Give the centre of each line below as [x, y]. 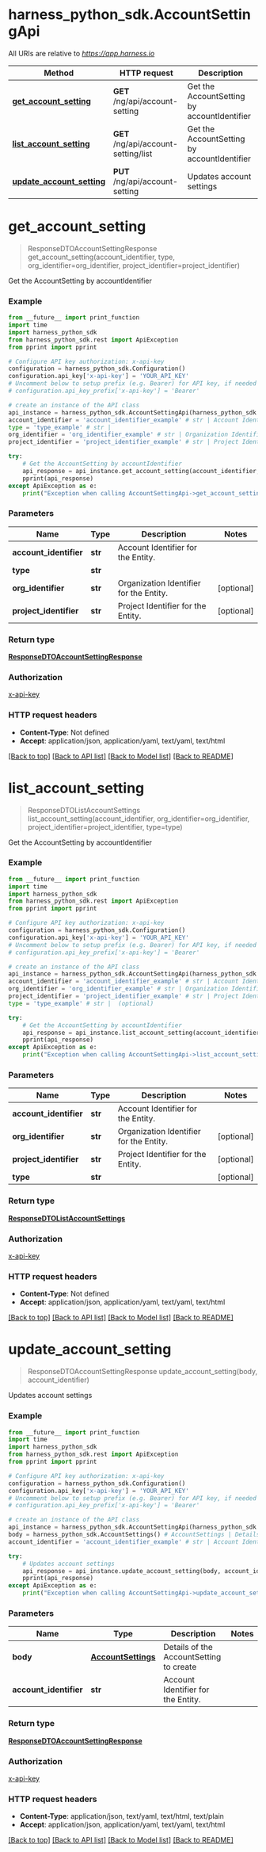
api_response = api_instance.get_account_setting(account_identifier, [141, 471]
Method [59, 73]
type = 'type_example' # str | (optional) [81, 1003]
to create [180, 1667]
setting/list [133, 154]
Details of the [188, 1648]
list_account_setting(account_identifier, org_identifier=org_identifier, [139, 819]
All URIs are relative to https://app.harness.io [82, 53]
